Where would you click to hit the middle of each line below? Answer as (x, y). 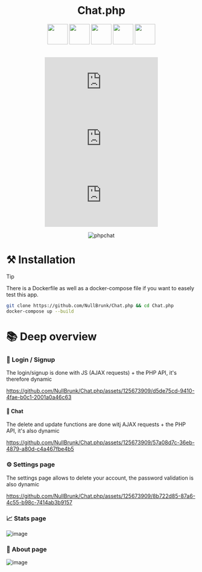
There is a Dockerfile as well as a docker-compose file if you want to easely (100, 288)
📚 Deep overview (52, 336)
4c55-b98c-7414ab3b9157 (39, 502)
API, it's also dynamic (33, 431)
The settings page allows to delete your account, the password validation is (100, 478)
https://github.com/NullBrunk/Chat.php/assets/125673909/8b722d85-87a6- (101, 496)
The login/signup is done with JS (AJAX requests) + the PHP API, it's (91, 373)
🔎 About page (27, 549)
